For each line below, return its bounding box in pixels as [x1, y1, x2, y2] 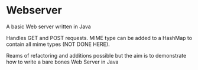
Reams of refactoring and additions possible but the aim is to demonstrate [6, 52, 187, 59]
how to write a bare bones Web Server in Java [6, 58, 119, 65]
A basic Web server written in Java [6, 23, 92, 30]
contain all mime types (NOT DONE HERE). [6, 41, 111, 48]
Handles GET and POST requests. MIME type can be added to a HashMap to [6, 34, 193, 41]
